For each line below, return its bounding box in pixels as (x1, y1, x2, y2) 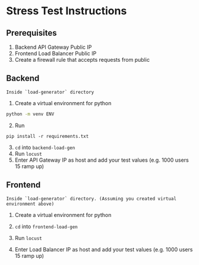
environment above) (6, 201, 55, 207)
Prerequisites (6, 28, 57, 38)
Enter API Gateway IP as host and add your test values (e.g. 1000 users (14, 156, 189, 163)
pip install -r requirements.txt (6, 133, 89, 139)
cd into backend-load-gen (14, 144, 75, 151)
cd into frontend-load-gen (14, 223, 78, 230)
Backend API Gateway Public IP (14, 43, 92, 51)
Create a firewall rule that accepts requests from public (14, 56, 150, 63)
